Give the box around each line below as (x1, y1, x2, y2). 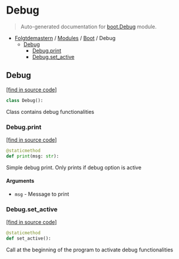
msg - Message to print (14, 190, 69, 198)
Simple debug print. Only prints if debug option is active (6, 163, 142, 171)
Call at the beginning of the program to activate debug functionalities (6, 246, 174, 253)
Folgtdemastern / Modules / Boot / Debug (14, 34, 116, 41)
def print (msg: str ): (6, 153, 59, 159)
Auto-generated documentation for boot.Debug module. (20, 23, 157, 30)
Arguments (6, 178, 35, 185)
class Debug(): (6, 97, 44, 103)
